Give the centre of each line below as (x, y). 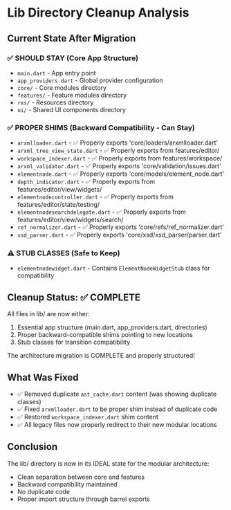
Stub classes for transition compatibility (74, 342)
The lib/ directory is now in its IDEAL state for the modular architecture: (108, 463)
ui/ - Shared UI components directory (71, 109)
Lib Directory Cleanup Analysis (98, 13)
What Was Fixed (43, 377)
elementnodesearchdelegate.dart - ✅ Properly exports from (102, 212)
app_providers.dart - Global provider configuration (90, 80)
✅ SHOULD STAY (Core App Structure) (73, 58)
